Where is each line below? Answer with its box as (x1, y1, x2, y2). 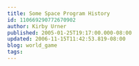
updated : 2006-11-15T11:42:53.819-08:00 (7, 36, 126, 43)
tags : (7, 49, 23, 56)
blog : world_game (7, 42, 58, 49)
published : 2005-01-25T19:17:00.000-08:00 (7, 29, 132, 36)
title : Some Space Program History (7, 10, 111, 17)
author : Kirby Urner (7, 23, 67, 30)
